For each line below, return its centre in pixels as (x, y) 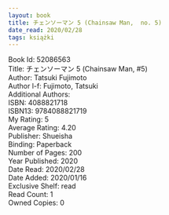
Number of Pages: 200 (45, 153)
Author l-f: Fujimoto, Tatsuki (53, 86)
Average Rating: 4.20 (42, 128)
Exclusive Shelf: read (42, 186)
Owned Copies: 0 (37, 203)
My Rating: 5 (29, 119)
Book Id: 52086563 (39, 60)
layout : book (29, 15)
